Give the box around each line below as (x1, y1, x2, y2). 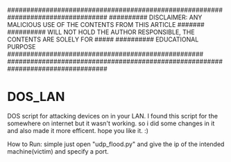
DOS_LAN (7, 89, 65, 105)
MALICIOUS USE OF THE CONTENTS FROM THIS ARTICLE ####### (7, 21, 205, 28)
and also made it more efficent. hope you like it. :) (7, 126, 149, 134)
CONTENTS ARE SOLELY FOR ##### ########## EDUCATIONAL (7, 35, 199, 44)
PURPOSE (7, 43, 36, 51)
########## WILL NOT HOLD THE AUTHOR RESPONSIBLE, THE (7, 28, 196, 36)
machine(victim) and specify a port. (7, 147, 109, 155)
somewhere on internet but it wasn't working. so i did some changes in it (7, 119, 215, 127)
